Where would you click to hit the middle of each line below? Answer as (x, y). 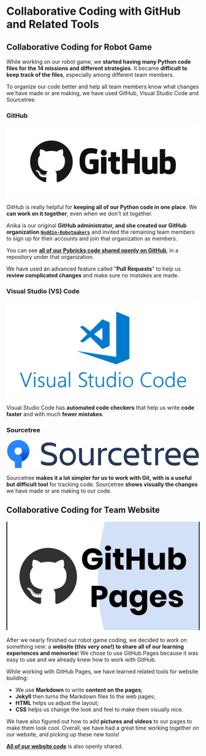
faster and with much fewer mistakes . (55, 414)
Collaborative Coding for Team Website (83, 510)
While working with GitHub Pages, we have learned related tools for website (102, 672)
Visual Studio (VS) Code (43, 291)
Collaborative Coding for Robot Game (79, 47)
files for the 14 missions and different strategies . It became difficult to (97, 68)
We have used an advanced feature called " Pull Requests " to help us (94, 269)
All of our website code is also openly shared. (65, 746)
